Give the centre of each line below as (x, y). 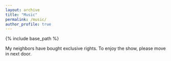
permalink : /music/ (26, 19)
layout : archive (22, 10)
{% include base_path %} (32, 39)
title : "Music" (21, 15)
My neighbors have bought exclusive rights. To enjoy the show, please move (86, 48)
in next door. (18, 54)
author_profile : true (28, 24)
